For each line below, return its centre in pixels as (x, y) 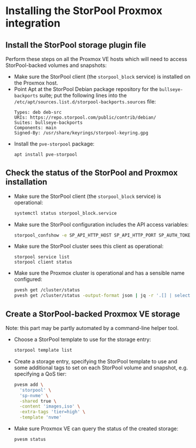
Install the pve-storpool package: (54, 144)
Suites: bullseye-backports (48, 123)
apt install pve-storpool (45, 154)
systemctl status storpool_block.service (65, 213)
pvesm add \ (28, 385)
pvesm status (30, 439)
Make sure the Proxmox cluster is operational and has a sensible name (99, 273)
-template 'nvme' (41, 417)
